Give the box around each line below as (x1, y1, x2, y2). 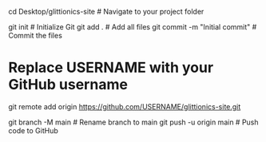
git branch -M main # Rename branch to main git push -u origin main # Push (8, 117, 259, 127)
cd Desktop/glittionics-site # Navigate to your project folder (8, 7, 204, 16)
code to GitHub (8, 125, 58, 135)
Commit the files (8, 31, 62, 40)
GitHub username (8, 76, 128, 94)
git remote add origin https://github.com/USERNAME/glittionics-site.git (8, 101, 241, 111)
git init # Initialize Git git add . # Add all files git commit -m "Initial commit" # (8, 22, 257, 31)
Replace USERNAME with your (8, 59, 214, 77)
